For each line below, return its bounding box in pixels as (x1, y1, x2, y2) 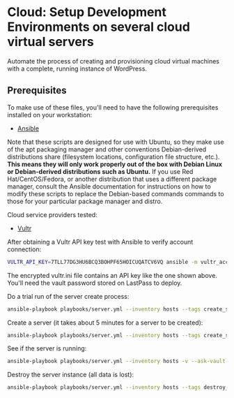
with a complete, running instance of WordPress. (7, 64, 148, 73)
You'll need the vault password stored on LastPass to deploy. (7, 279, 182, 287)
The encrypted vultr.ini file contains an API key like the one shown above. (7, 271, 218, 279)
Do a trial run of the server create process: (7, 292, 130, 300)
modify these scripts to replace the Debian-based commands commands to (7, 189, 224, 198)
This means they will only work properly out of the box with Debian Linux (7, 160, 223, 168)
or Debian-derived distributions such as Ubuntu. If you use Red (7, 167, 194, 175)
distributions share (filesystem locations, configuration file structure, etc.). (7, 152, 220, 161)
